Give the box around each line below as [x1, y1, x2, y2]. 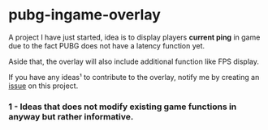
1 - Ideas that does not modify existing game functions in [8, 101, 237, 112]
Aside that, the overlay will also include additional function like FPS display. [8, 57, 260, 66]
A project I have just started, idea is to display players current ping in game [8, 32, 261, 42]
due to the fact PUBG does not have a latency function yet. [8, 40, 205, 50]
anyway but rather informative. [8, 111, 134, 122]
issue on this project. [8, 81, 79, 90]
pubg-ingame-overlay [8, 6, 161, 24]
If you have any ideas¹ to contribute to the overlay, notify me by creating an [8, 72, 260, 82]
